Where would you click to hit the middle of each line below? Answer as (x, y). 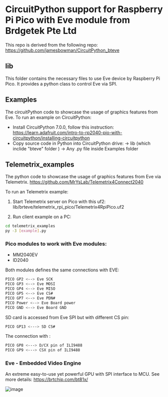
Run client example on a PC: (42, 217)
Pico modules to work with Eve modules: (56, 244)
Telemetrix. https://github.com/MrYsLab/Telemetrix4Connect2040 (74, 182)
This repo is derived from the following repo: (52, 45)
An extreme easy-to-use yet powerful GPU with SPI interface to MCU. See (82, 374)
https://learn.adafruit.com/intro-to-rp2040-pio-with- (67, 132)
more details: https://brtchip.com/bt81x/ (47, 380)
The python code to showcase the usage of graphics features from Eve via (83, 177)
